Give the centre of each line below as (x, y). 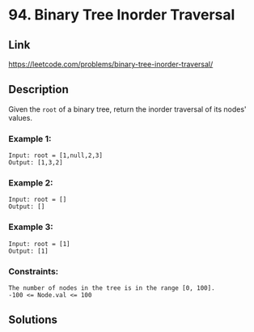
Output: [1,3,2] (36, 163)
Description (38, 89)
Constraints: (34, 271)
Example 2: (31, 183)
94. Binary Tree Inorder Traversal (122, 15)
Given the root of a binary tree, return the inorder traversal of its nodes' (127, 109)
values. (20, 117)
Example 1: (30, 138)
